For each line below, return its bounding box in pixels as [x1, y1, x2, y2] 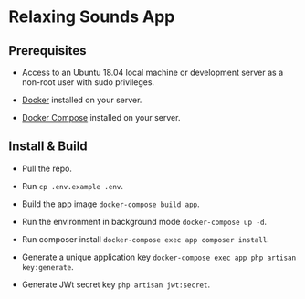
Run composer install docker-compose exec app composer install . [21, 233, 270, 244]
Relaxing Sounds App [8, 6, 175, 27]
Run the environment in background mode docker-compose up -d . [21, 216, 267, 227]
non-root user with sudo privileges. [21, 77, 155, 88]
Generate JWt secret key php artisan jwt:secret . [21, 279, 211, 290]
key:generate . [21, 261, 74, 272]
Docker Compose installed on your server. [21, 112, 181, 123]
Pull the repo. [21, 163, 72, 174]
